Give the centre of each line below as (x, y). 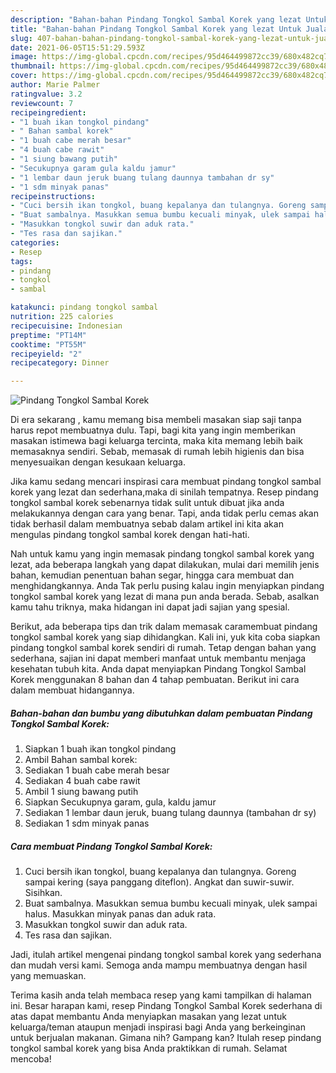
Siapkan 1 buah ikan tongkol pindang (100, 749)
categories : (35, 242)
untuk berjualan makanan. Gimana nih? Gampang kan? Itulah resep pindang (166, 1038)
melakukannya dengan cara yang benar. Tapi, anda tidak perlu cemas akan (164, 513)
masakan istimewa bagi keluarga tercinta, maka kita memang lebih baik (156, 441)
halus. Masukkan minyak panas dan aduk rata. (120, 914)
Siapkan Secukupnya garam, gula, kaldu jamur (120, 802)
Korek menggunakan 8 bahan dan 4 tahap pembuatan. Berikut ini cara (155, 680)
